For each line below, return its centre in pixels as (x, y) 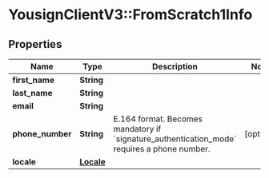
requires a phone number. (162, 149)
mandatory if (137, 129)
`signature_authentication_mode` (175, 139)
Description (175, 67)
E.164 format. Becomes (158, 119)
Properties (35, 44)
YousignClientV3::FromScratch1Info (130, 15)
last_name (32, 93)
